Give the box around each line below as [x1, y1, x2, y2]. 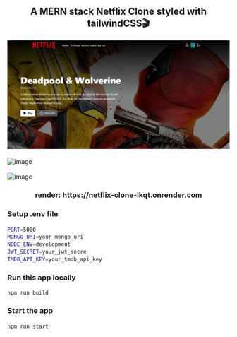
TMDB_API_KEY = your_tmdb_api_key [7, 256, 102, 264]
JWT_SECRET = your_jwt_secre [7, 249, 87, 256]
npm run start [7, 323, 49, 330]
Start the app [7, 306, 54, 316]
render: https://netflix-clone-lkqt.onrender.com [35, 190, 202, 200]
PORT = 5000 [7, 226, 37, 233]
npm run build [7, 290, 49, 297]
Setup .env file [7, 209, 59, 219]
